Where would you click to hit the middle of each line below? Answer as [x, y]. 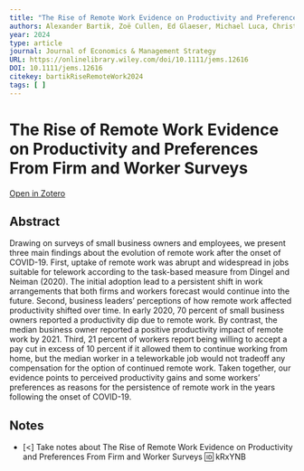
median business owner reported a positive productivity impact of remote [146, 330]
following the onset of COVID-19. [71, 397]
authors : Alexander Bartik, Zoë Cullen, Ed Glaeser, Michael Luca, [139, 26]
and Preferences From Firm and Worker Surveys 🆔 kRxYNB [134, 457]
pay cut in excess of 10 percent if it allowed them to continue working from [148, 349]
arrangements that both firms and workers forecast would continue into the [150, 291]
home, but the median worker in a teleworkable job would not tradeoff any [147, 359]
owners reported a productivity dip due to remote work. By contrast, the [143, 320]
